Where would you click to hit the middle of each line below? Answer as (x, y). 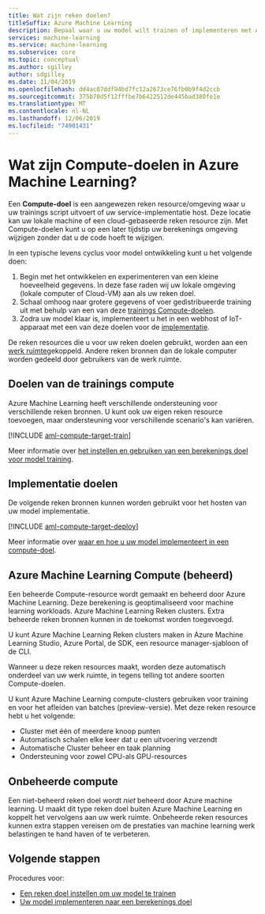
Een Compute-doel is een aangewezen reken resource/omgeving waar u (127, 203)
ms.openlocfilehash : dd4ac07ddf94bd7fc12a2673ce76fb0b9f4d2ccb (114, 89)
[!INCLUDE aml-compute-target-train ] (70, 435)
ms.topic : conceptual (44, 60)
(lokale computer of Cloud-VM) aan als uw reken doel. (108, 293)
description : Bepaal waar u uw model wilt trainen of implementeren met (130, 30)
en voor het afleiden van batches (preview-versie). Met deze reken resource (132, 707)
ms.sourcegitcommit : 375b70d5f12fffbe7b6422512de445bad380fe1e (114, 97)
